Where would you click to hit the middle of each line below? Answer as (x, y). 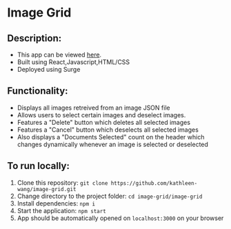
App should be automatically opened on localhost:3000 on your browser (120, 218)
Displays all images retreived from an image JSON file (93, 108)
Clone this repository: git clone (62, 182)
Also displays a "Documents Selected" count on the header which (111, 137)
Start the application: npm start (62, 210)
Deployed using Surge (49, 69)
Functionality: (38, 91)
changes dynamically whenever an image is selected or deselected (113, 144)
